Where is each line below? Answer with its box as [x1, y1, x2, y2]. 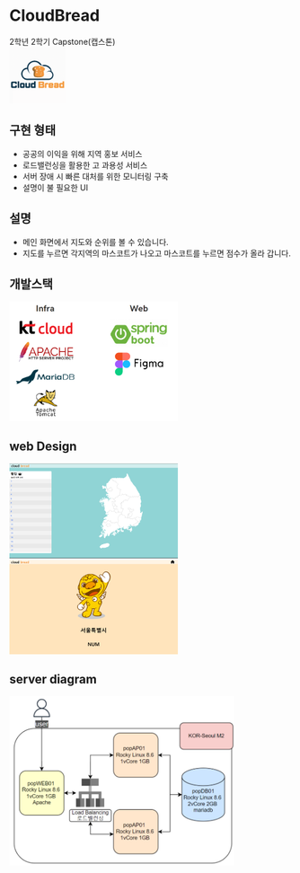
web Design [9, 439, 77, 454]
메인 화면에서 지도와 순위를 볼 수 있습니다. [22, 236, 169, 247]
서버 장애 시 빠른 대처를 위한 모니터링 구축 [22, 171, 169, 181]
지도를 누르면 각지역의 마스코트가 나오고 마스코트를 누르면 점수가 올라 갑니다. [22, 248, 292, 259]
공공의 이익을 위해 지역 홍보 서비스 [22, 148, 143, 159]
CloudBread [9, 5, 101, 26]
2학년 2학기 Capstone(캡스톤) [9, 36, 116, 47]
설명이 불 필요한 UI [22, 181, 88, 193]
